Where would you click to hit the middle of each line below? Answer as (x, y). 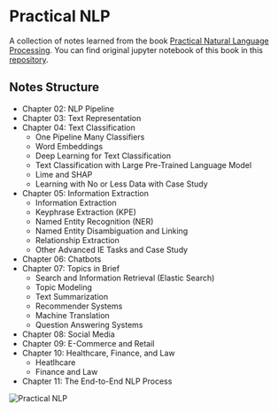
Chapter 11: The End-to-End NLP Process (97, 381)
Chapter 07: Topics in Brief (71, 268)
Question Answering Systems (89, 324)
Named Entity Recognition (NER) (94, 221)
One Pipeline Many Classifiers (90, 137)
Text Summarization (72, 296)
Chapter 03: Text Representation (81, 118)
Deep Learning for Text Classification (103, 156)
